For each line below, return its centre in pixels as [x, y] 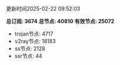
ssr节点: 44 [28, 56]
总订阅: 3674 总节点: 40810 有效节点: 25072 [60, 21]
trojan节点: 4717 [34, 34]
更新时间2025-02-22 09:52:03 [43, 9]
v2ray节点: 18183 [35, 41]
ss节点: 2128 [30, 48]
